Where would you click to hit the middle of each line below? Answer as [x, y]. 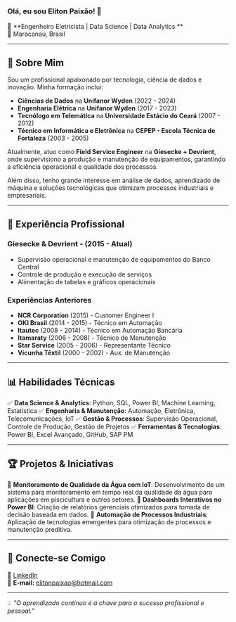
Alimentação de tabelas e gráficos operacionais [86, 281]
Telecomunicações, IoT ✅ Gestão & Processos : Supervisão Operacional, [112, 419]
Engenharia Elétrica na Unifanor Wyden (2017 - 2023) [97, 108]
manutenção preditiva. [40, 529]
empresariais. [27, 196]
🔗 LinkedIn [22, 575]
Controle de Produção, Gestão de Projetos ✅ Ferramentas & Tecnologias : [114, 426]
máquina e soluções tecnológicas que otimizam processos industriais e [111, 188]
